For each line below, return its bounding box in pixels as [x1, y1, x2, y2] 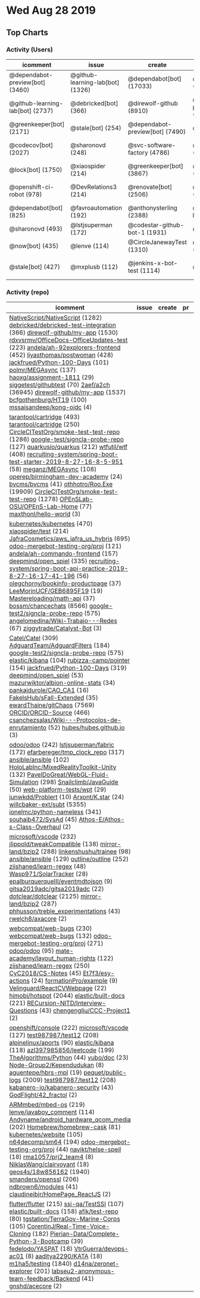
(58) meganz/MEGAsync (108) [9, 465, 97, 474]
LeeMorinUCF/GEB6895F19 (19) [9, 587, 103, 595]
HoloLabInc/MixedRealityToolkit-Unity [9, 763, 117, 771]
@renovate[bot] [127, 183, 173, 191]
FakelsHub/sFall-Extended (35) [9, 694, 98, 702]
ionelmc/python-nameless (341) [9, 808, 102, 816]
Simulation [9, 778, 39, 786]
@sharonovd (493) [9, 225, 62, 233]
